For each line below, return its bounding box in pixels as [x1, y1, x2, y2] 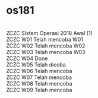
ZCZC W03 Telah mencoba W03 [6, 48, 86, 55]
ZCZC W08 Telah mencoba [6, 80, 72, 87]
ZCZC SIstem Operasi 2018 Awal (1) [6, 29, 93, 36]
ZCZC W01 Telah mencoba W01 [6, 36, 83, 43]
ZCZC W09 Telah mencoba [6, 86, 72, 93]
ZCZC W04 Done [6, 55, 48, 62]
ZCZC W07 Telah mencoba [6, 74, 72, 81]
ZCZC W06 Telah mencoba [6, 67, 72, 74]
